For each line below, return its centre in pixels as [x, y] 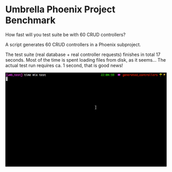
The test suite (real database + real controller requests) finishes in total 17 [83, 54]
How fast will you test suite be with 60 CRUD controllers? [66, 34]
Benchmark [30, 20]
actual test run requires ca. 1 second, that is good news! [64, 65]
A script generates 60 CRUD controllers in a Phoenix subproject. [73, 44]
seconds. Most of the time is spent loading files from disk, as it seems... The [86, 60]
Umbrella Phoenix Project [60, 9]
